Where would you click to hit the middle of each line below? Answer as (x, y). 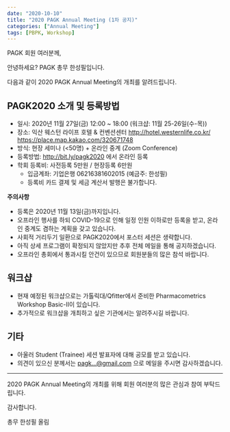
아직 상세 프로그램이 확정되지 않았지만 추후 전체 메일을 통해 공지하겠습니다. (117, 246)
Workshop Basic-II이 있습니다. (59, 304)
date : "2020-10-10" (35, 13)
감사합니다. (22, 407)
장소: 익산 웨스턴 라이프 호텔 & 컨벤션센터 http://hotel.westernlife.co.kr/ (114, 132)
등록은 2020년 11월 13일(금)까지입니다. (69, 212)
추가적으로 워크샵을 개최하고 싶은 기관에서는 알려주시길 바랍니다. (103, 313)
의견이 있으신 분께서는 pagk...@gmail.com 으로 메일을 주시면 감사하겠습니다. (120, 363)
